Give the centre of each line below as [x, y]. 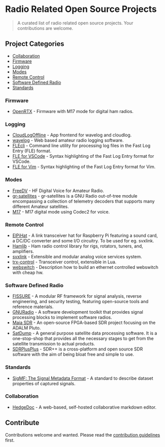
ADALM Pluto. [27, 328]
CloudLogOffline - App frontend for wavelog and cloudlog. [72, 135]
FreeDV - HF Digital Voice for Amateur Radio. [58, 191]
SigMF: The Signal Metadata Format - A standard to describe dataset [83, 378]
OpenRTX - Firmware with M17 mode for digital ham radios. [73, 112]
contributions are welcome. [45, 28]
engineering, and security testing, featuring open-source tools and [80, 302]
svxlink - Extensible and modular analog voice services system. [77, 256]
